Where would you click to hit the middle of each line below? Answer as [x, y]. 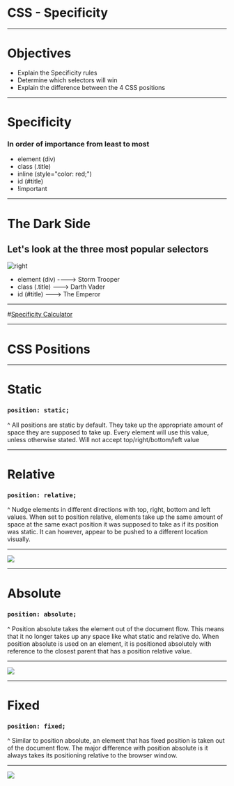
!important [32, 189]
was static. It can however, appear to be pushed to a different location [108, 532]
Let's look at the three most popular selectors [108, 249]
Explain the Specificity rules [57, 73]
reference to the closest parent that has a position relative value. [100, 651]
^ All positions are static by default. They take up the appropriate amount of [115, 425]
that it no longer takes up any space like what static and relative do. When [113, 636]
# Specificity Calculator [40, 315]
